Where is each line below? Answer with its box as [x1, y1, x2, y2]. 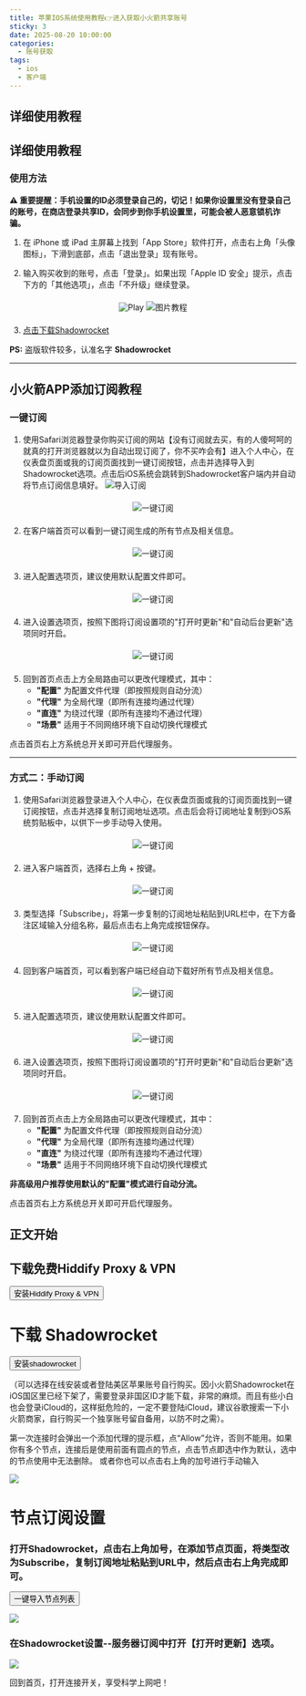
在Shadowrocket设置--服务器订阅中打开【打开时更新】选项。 [9, 1638, 280, 1650]
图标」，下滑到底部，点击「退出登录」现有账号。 [22, 248, 203, 259]
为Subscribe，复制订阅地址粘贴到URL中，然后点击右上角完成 [9, 1556, 280, 1569]
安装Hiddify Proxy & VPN [14, 1289, 99, 1299]
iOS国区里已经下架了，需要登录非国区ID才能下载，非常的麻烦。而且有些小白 [9, 1390, 294, 1401]
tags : [9, 56, 30, 65]
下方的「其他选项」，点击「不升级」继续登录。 [22, 279, 195, 290]
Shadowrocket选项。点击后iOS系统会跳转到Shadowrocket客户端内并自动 [22, 468, 296, 479]
